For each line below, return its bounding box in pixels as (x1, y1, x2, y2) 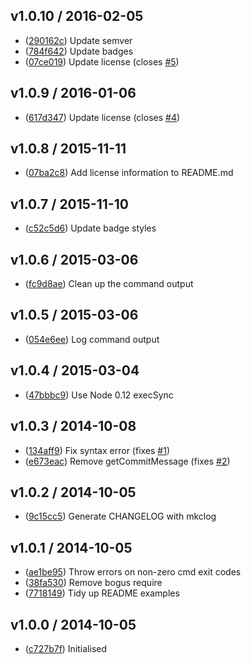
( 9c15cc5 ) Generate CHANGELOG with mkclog (24, 510, 217, 523)
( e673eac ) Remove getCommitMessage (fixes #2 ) (24, 455, 231, 467)
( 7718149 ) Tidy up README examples (24, 587, 180, 599)
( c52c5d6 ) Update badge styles (24, 222, 157, 234)
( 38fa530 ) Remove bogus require (24, 577, 163, 589)
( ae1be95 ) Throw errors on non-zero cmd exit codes (24, 566, 242, 578)
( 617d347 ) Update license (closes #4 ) (24, 111, 181, 123)
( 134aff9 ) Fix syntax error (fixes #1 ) (24, 444, 171, 456)
